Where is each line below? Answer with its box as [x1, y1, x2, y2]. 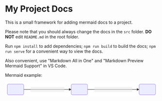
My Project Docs [5, 3, 73, 14]
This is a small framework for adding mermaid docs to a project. [5, 19, 133, 25]
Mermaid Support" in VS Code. [5, 63, 67, 69]
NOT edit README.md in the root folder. [5, 34, 79, 40]
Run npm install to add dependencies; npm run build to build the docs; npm [5, 43, 156, 49]
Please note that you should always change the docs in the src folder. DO [5, 29, 152, 34]
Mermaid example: [5, 72, 43, 78]
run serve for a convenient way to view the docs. [5, 48, 103, 54]
